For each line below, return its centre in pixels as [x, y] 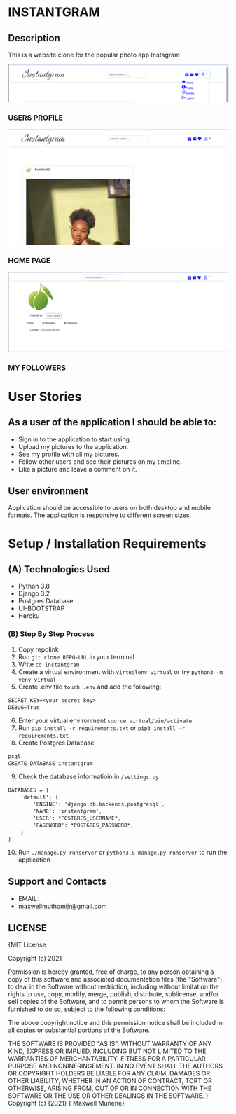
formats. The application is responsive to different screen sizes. [100, 515]
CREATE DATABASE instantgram [50, 763]
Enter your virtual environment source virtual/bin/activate [105, 720]
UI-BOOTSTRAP [41, 608]
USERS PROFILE [36, 118]
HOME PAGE [29, 261]
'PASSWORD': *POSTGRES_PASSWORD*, [83, 825]
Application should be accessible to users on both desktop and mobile [109, 508]
